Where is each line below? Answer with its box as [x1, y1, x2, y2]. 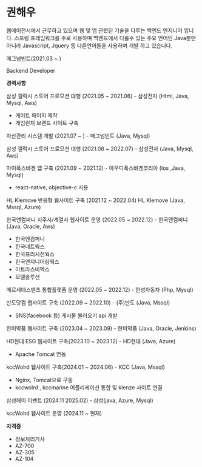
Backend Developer [6, 67, 56, 74]
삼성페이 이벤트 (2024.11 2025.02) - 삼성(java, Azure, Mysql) [6, 397, 153, 404]
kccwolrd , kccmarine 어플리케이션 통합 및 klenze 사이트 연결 [15, 383, 163, 391]
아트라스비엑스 [15, 265, 50, 273]
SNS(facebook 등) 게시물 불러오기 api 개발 [15, 312, 118, 319]
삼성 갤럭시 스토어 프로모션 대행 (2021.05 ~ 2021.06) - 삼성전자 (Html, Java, [6, 92, 189, 99]
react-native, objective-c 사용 [15, 183, 89, 191]
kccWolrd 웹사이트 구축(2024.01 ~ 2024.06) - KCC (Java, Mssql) [6, 363, 166, 371]
